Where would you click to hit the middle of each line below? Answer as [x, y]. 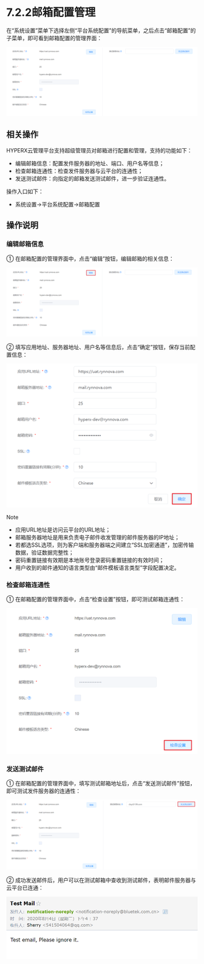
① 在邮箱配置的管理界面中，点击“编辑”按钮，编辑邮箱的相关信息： [90, 258]
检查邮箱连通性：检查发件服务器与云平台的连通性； [79, 171]
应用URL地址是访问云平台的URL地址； [63, 530]
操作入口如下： [25, 191]
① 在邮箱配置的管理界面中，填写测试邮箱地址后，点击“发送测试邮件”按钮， [101, 783]
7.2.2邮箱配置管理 [51, 12]
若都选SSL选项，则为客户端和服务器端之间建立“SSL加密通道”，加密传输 [104, 545]
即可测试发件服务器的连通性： [43, 791]
